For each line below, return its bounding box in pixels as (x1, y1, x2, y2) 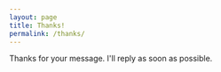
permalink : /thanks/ (9, 29, 86, 38)
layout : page (9, 12, 58, 22)
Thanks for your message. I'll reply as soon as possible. (9, 54, 213, 64)
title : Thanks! (9, 21, 66, 30)
